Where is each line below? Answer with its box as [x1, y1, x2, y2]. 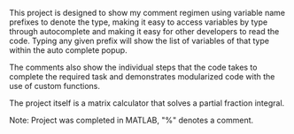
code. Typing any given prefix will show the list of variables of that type [9, 35, 270, 46]
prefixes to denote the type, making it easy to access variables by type [9, 17, 268, 27]
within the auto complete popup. [9, 45, 128, 56]
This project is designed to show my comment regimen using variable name [9, 8, 286, 18]
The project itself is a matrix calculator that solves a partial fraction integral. [9, 98, 285, 108]
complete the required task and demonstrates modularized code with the [9, 71, 275, 82]
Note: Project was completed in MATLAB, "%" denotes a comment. [9, 115, 254, 125]
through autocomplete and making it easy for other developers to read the [9, 26, 280, 36]
